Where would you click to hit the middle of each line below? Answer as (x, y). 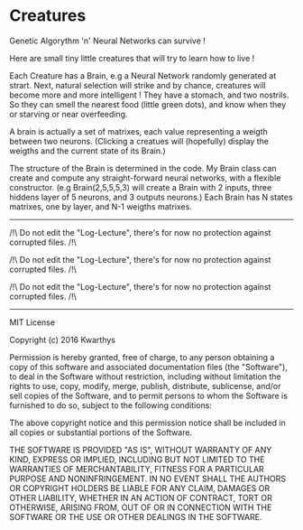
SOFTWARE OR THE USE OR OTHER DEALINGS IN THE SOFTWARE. (136, 516)
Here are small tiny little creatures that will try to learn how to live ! (132, 58)
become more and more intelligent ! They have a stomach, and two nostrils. (149, 95)
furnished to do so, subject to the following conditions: (110, 405)
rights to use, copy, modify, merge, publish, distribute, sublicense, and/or (145, 386)
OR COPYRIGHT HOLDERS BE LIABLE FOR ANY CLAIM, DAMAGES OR (140, 488)
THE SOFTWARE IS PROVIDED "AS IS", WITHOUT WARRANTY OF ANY (141, 450)
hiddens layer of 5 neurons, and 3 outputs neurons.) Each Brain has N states (151, 197)
